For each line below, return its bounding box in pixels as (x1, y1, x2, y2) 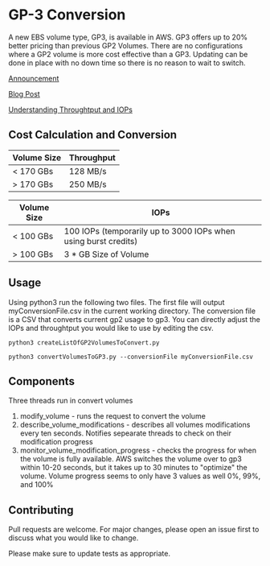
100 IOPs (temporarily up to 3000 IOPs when (63, 225, 235, 237)
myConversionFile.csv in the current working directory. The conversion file (8, 306, 256, 316)
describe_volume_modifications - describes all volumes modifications (19, 420, 251, 430)
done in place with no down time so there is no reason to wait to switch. (8, 58, 246, 68)
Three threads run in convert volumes (8, 396, 133, 406)
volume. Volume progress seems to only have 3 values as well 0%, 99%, (19, 471, 261, 481)
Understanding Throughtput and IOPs (8, 105, 133, 114)
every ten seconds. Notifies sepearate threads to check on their (19, 428, 231, 438)
